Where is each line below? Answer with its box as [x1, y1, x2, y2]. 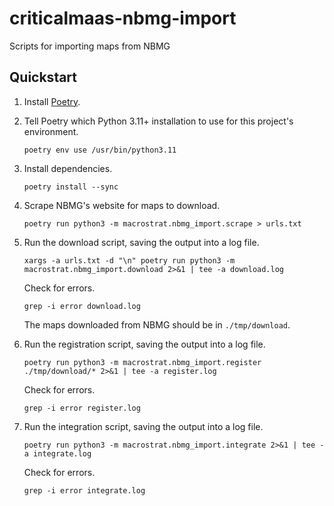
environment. [23, 125, 79, 137]
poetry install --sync [23, 182, 119, 192]
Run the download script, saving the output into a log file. [23, 236, 260, 248]
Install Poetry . [23, 95, 81, 107]
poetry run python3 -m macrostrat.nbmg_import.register [23, 357, 262, 367]
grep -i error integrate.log [23, 485, 146, 496]
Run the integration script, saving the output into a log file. [23, 420, 264, 432]
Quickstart [9, 69, 78, 86]
